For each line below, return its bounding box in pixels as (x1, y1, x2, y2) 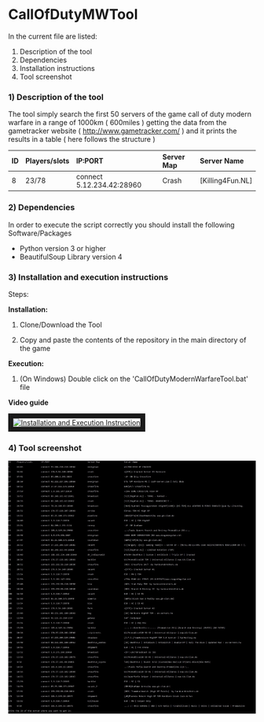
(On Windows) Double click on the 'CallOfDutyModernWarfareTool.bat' (19, 374, 249, 383)
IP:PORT (75, 156, 104, 166)
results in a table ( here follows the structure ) (8, 135, 156, 144)
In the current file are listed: (8, 31, 98, 41)
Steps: (8, 290, 29, 299)
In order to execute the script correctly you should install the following (8, 220, 235, 229)
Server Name (200, 156, 244, 166)
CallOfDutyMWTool (8, 6, 138, 24)
